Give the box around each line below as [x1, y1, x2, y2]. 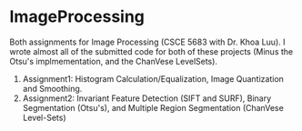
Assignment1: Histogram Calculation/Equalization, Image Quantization [22, 73, 285, 84]
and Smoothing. [22, 83, 83, 94]
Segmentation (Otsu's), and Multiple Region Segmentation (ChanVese [22, 102, 284, 113]
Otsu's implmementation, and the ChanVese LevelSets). [9, 55, 218, 66]
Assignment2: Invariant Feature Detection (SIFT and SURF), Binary [22, 93, 272, 104]
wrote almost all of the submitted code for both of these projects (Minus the [9, 45, 294, 56]
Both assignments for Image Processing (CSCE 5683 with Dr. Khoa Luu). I [9, 36, 286, 47]
